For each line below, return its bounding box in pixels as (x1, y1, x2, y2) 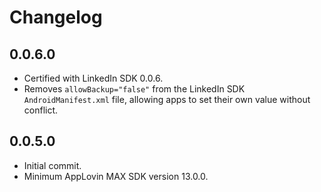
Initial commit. (23, 159, 82, 171)
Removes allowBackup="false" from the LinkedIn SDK (23, 83, 246, 95)
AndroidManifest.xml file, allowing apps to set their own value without (23, 94, 311, 105)
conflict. (23, 104, 59, 116)
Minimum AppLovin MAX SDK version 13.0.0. (23, 170, 209, 182)
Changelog (9, 6, 103, 29)
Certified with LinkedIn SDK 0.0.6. (23, 72, 164, 84)
